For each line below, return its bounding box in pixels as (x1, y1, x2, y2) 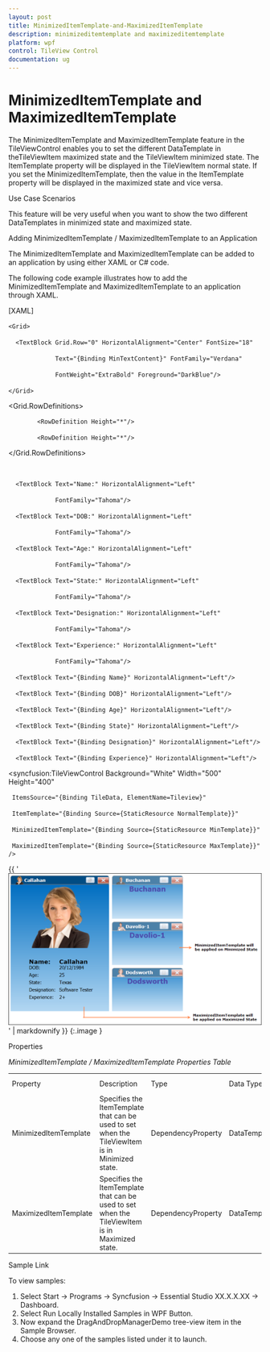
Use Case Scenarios (8, 193, 76, 203)
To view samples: (8, 1276, 66, 1286)
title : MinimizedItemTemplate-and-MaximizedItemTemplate (8, 21, 203, 30)
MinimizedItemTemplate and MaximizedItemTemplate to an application (8, 281, 241, 291)
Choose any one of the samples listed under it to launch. (19, 1334, 207, 1344)
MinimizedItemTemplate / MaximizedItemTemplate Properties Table (8, 1057, 231, 1067)
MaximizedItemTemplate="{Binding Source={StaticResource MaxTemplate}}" (11, 842, 261, 850)
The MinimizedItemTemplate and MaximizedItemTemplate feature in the (8, 135, 245, 144)
